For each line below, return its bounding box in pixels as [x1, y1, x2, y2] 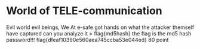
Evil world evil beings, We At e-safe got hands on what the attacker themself [6, 24, 195, 31]
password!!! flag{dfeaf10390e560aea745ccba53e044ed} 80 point [6, 36, 169, 43]
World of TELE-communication [6, 4, 162, 18]
